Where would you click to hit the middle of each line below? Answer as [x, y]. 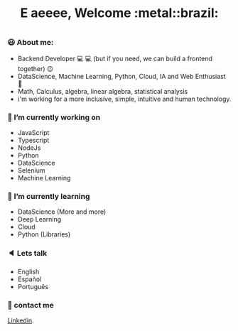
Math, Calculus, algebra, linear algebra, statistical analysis [103, 91]
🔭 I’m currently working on [54, 117]
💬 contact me [31, 305]
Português [33, 286]
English [28, 271]
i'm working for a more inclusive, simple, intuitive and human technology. [124, 99]
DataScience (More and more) [62, 212]
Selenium [31, 170]
